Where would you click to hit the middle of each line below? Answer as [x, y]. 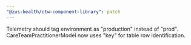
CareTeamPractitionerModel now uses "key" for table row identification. [96, 35]
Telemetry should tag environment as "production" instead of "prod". [92, 29]
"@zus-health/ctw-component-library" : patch [63, 12]
